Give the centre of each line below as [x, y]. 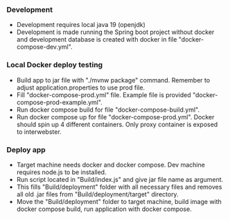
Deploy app [26, 149]
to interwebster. [39, 132]
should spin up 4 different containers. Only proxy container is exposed [117, 124]
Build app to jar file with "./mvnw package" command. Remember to [113, 80]
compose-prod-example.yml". [60, 102]
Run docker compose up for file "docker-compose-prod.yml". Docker [115, 117]
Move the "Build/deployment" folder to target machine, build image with [119, 201]
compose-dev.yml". [45, 47]
